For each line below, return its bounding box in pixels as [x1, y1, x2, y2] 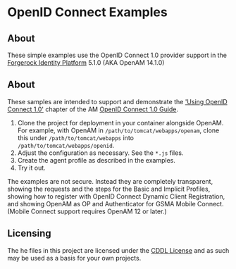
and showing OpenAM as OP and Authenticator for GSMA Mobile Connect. [7, 199, 224, 208]
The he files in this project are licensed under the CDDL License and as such [7, 246, 230, 254]
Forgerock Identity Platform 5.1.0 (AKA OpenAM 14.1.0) [7, 58, 165, 67]
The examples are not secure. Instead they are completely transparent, [7, 177, 213, 185]
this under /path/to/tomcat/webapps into [17, 133, 134, 142]
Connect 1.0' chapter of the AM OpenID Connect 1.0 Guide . [7, 105, 178, 113]
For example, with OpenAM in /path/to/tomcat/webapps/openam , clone [17, 126, 220, 134]
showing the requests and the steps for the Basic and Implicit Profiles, [7, 184, 211, 193]
